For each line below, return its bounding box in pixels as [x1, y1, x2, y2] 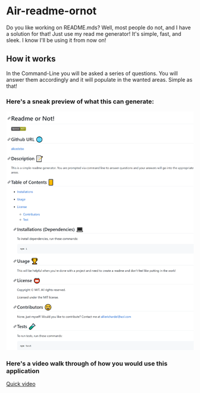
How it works [6, 54, 56, 64]
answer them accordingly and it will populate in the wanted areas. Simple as [6, 76, 193, 83]
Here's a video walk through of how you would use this [6, 360, 168, 368]
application [6, 367, 40, 375]
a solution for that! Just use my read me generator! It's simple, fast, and [6, 30, 182, 37]
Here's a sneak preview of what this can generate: [6, 97, 155, 106]
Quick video [6, 380, 36, 388]
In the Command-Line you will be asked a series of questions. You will [6, 70, 178, 77]
